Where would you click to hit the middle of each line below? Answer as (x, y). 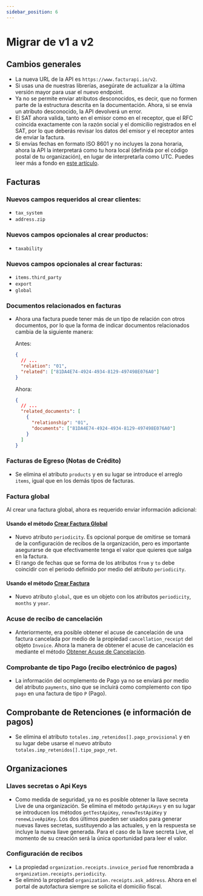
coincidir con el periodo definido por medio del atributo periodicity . (100, 570)
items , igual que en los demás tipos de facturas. (75, 480)
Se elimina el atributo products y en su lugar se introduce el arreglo (99, 474)
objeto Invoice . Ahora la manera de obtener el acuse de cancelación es (104, 645)
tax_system (29, 213)
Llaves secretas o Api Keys (47, 786)
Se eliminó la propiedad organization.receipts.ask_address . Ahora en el (106, 880)
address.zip (30, 219)
